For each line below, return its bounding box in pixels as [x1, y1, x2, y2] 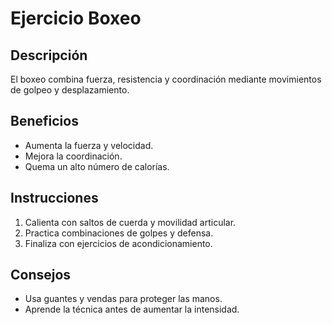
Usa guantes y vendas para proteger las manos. [24, 293, 223, 305]
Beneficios [10, 113, 79, 130]
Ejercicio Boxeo [10, 7, 142, 30]
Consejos [10, 267, 72, 284]
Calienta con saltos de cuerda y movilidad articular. [24, 216, 237, 228]
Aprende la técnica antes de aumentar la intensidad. [24, 303, 240, 316]
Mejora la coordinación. [24, 150, 123, 162]
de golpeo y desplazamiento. [10, 84, 130, 96]
